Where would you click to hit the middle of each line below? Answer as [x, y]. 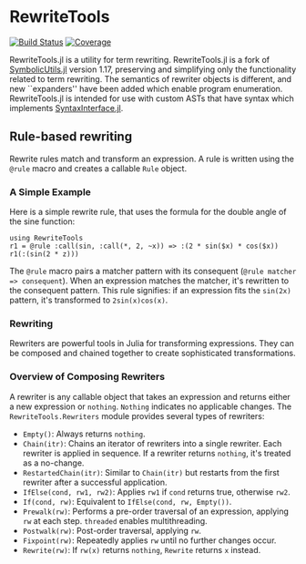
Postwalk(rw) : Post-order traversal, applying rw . [112, 530]
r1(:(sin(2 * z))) [44, 254]
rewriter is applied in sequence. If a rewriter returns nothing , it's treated [157, 453]
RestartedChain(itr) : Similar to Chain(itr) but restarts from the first [151, 472]
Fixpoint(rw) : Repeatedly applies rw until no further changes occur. [149, 540]
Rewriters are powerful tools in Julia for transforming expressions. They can [152, 344]
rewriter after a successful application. [95, 482]
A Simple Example [50, 191]
